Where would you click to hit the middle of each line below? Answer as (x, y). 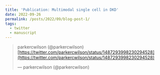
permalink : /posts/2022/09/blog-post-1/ (48, 19)
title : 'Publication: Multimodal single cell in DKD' (62, 10)
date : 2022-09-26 (23, 14)
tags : (11, 24)
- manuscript (23, 33)
